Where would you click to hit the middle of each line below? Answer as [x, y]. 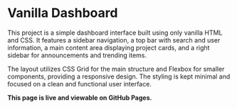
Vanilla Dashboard [63, 13]
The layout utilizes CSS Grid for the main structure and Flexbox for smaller [116, 69]
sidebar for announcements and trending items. [77, 55]
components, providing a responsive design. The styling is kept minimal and [119, 76]
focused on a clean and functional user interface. [79, 84]
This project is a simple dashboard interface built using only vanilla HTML [115, 33]
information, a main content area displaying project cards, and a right [109, 47]
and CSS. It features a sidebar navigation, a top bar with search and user [114, 40]
